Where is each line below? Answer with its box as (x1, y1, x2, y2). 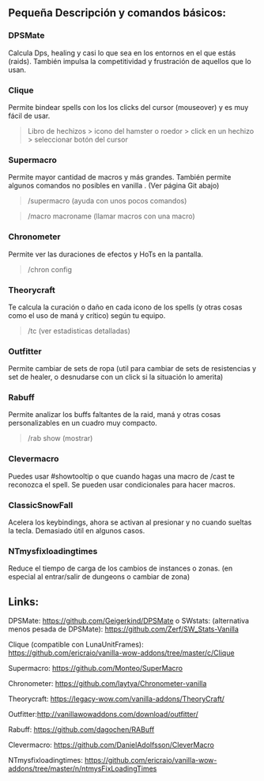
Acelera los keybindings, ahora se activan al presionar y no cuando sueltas (8, 518, 252, 527)
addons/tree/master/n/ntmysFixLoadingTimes (8, 764, 157, 774)
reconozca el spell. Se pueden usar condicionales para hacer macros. (8, 480, 236, 489)
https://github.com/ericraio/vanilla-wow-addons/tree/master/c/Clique (8, 648, 235, 658)
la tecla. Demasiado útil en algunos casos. (8, 526, 145, 536)
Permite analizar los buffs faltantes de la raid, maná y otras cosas (8, 410, 221, 419)
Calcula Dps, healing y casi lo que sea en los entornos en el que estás (8, 47, 236, 58)
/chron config (27, 264, 73, 274)
